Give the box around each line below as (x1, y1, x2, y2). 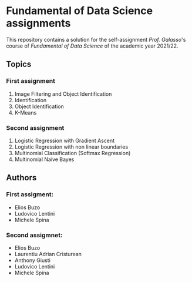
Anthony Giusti (14, 257, 51, 264)
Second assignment (6, 123, 65, 132)
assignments (6, 16, 71, 30)
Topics (6, 59, 32, 69)
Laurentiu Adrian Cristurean (14, 250, 82, 257)
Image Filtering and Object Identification (14, 90, 112, 98)
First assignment (6, 77, 56, 85)
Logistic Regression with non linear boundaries (14, 143, 129, 150)
